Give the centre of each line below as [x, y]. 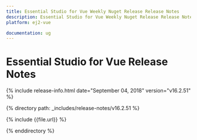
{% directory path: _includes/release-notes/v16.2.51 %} [73, 108]
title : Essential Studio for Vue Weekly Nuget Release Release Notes [93, 11]
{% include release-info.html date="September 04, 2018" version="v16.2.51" [98, 91]
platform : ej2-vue [28, 22]
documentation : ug [28, 33]
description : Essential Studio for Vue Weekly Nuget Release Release [93, 17]
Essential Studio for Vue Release [87, 62]
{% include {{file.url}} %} [36, 119]
